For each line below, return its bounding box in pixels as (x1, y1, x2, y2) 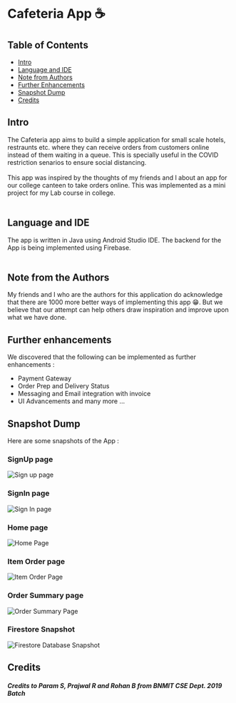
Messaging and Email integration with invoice (17, 390, 151, 398)
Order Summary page (7, 590, 84, 600)
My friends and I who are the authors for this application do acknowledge (7, 290, 223, 299)
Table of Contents (7, 39, 89, 51)
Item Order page (7, 556, 66, 566)
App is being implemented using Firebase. (7, 243, 131, 252)
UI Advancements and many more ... (17, 397, 125, 405)
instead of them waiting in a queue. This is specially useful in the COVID (7, 151, 219, 159)
